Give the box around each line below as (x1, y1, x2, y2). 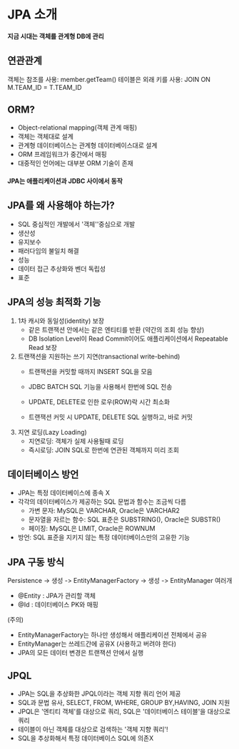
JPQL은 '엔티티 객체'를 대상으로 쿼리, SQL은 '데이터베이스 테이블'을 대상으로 (17, 707, 230, 716)
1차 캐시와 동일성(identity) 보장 (17, 316, 105, 325)
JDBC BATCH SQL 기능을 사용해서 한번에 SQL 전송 (28, 382, 173, 391)
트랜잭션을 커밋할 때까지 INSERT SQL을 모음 (28, 367, 153, 376)
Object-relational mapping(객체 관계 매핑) (17, 123, 138, 132)
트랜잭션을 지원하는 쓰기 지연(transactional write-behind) (17, 352, 180, 361)
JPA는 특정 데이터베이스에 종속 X (17, 489, 111, 497)
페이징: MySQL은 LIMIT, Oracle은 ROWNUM (28, 525, 156, 533)
